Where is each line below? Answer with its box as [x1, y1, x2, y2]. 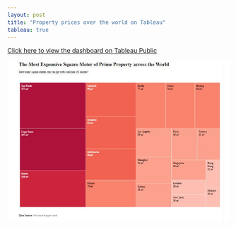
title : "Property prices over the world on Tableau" [7, 18, 166, 26]
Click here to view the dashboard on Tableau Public [7, 47, 158, 55]
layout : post [7, 11, 46, 18]
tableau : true [7, 26, 49, 33]
